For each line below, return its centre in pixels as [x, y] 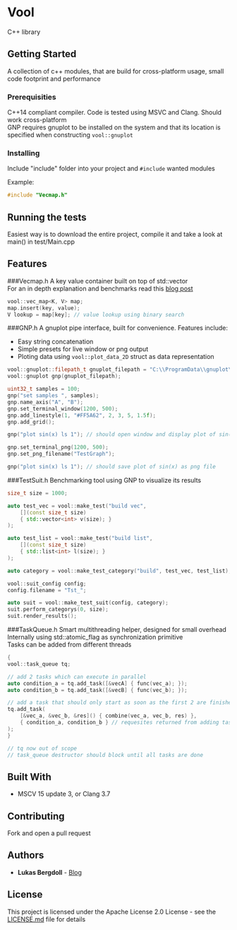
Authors [26, 855]
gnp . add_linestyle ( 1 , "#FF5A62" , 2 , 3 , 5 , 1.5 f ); [82, 415]
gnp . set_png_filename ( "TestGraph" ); [61, 454]
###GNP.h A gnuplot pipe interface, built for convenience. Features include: [117, 328]
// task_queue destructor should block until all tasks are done [105, 755]
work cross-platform [37, 120]
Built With [29, 777]
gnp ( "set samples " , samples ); [53, 396]
